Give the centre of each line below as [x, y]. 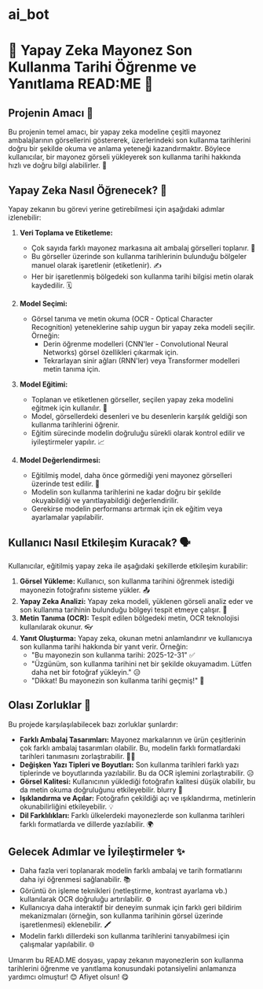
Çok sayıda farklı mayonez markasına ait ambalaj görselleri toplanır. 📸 [143, 248]
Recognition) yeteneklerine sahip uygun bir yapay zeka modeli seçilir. [143, 327]
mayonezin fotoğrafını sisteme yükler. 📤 [85, 590]
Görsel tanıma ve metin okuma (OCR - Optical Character [122, 319]
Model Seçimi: [44, 304]
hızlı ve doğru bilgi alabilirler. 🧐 [58, 165]
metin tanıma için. [71, 369]
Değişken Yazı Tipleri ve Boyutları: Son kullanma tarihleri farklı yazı [129, 765]
